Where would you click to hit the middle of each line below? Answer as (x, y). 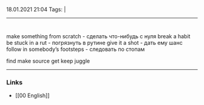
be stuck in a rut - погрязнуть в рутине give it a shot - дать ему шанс (95, 43)
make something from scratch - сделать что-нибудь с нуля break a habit (98, 36)
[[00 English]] (32, 96)
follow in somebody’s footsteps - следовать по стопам (76, 49)
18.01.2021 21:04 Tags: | (36, 9)
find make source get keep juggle (48, 61)
